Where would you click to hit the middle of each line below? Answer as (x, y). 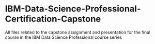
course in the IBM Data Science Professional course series (63, 37)
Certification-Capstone (53, 19)
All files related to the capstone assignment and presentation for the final (78, 32)
